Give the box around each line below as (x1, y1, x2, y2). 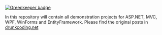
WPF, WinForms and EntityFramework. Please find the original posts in (5, 19, 148, 25)
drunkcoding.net (5, 24, 39, 30)
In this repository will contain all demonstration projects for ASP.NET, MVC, (5, 14, 158, 19)
